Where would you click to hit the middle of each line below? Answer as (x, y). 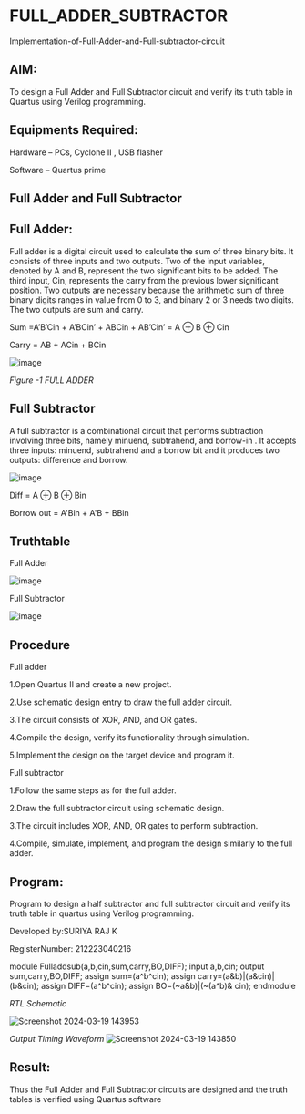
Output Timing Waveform (57, 1039)
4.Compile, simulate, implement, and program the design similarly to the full (151, 843)
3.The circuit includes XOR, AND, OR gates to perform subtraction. (134, 826)
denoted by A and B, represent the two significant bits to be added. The (144, 271)
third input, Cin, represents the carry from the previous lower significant (144, 280)
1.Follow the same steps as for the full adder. (93, 790)
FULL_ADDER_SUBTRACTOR (119, 16)
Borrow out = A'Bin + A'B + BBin (69, 512)
